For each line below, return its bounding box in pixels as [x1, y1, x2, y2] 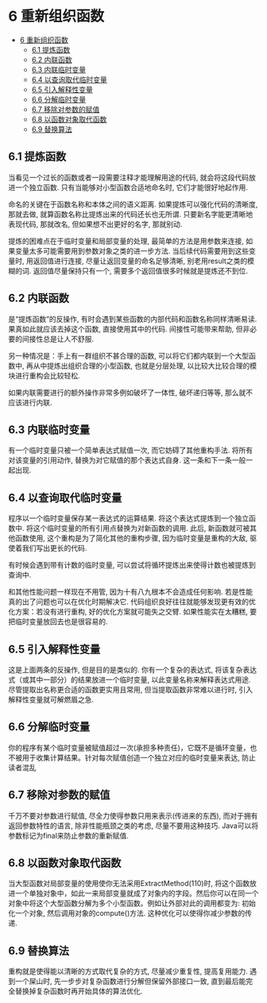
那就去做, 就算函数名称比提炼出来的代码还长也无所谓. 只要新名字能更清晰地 [8, 209, 253, 219]
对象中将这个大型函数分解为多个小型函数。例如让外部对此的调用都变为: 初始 [8, 899, 256, 908]
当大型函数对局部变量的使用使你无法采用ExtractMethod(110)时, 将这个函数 [8, 879, 250, 889]
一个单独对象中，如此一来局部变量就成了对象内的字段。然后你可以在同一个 [14, 889, 259, 898]
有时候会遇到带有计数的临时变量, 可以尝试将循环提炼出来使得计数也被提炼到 [8, 560, 256, 570]
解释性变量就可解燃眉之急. [8, 695, 95, 704]
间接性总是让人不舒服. [21, 334, 95, 343]
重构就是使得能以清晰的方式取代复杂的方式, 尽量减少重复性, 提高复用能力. [8, 966, 248, 976]
